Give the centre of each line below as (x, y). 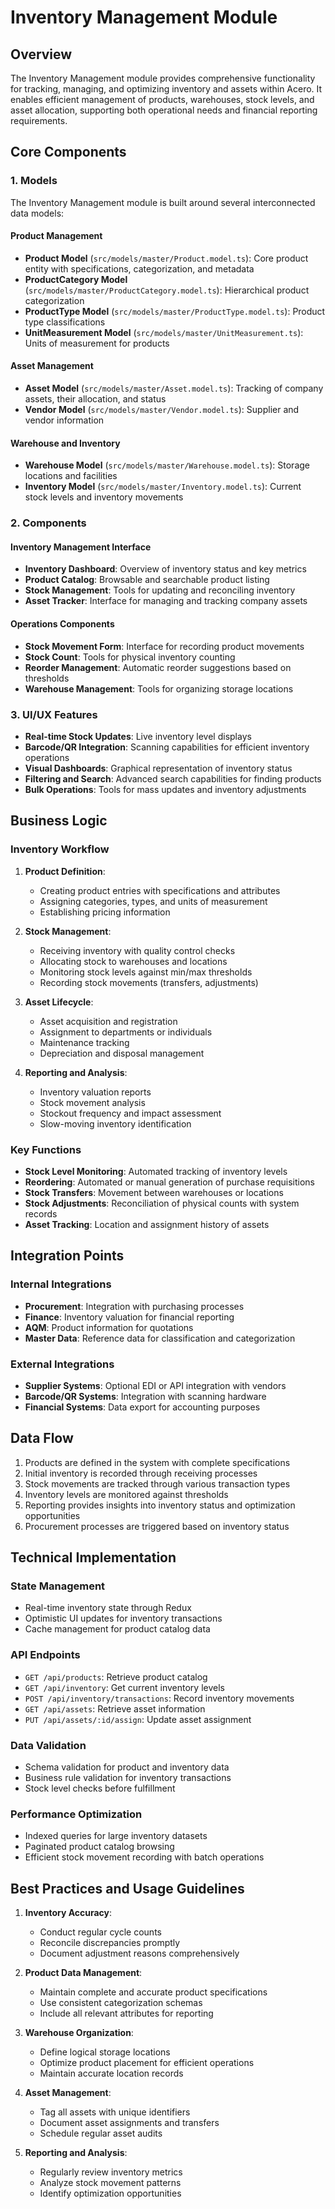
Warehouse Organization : (79, 2033)
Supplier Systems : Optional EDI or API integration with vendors (155, 1385)
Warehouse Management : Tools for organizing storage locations (159, 688)
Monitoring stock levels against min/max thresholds (146, 972)
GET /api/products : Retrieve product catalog (116, 1677)
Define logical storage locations (105, 2052)
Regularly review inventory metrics (111, 2172)
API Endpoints (45, 1655)
